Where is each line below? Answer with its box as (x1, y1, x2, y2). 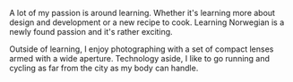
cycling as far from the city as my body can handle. (9, 62, 199, 73)
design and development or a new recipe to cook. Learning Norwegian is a (9, 17, 285, 28)
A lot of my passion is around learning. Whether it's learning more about (9, 8, 276, 18)
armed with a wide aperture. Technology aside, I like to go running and (9, 53, 271, 63)
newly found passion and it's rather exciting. (9, 27, 173, 37)
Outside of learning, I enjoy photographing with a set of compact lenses (9, 44, 274, 54)
